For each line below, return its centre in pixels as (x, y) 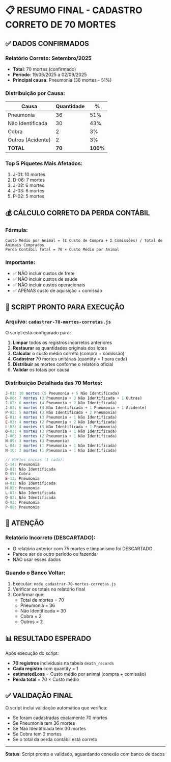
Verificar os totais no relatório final (49, 589)
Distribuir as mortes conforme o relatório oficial (63, 364)
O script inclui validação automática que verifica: (56, 708)
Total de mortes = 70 (42, 600)
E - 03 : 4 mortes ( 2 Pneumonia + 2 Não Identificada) (61, 422)
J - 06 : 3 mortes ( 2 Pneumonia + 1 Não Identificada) (61, 436)
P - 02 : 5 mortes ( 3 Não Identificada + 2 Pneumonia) (61, 412)
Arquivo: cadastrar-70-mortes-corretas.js (58, 322)
